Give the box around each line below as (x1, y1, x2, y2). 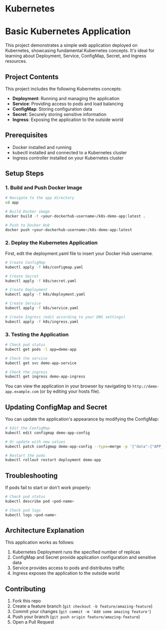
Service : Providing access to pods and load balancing (12, 101, 123, 107)
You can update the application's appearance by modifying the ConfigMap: (5, 416, 159, 422)
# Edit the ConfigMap (5, 426, 50, 431)
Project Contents (5, 73, 59, 81)
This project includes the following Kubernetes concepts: (5, 86, 122, 92)
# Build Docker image (5, 209, 50, 214)
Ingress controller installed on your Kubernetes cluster (12, 155, 124, 161)
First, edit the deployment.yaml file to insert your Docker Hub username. (5, 250, 153, 256)
